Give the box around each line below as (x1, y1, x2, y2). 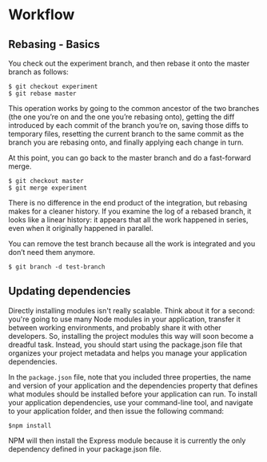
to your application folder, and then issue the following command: (8, 406, 225, 416)
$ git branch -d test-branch (8, 263, 106, 271)
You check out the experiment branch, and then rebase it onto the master (8, 58, 250, 68)
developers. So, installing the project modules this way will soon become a (8, 331, 254, 341)
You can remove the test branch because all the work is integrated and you (8, 239, 256, 249)
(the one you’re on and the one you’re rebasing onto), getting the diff (8, 112, 235, 121)
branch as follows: (8, 67, 70, 77)
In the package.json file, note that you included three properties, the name (8, 372, 252, 381)
